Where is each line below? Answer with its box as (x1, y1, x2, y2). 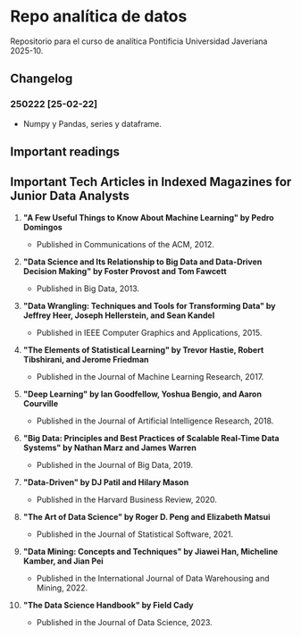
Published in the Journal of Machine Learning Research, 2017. (36, 371, 264, 381)
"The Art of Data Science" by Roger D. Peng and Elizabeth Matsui (22, 511, 271, 522)
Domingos (22, 222, 63, 232)
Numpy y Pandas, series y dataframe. (22, 118, 163, 129)
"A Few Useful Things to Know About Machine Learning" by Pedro (22, 212, 275, 222)
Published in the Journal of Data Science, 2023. (36, 616, 213, 627)
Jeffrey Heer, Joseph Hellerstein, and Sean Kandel (22, 310, 215, 321)
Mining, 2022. (36, 582, 88, 593)
